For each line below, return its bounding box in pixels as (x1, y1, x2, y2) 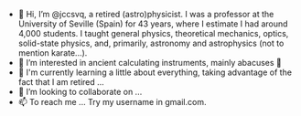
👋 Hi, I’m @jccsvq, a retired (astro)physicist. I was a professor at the (17, 9, 274, 19)
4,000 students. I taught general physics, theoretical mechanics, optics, (17, 28, 289, 38)
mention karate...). (17, 47, 88, 58)
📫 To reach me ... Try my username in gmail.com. (17, 97, 207, 107)
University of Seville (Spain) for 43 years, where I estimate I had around (17, 18, 288, 29)
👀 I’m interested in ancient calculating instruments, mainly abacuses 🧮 (17, 58, 282, 68)
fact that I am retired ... (17, 77, 105, 87)
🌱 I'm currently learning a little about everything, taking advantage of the (17, 67, 293, 78)
